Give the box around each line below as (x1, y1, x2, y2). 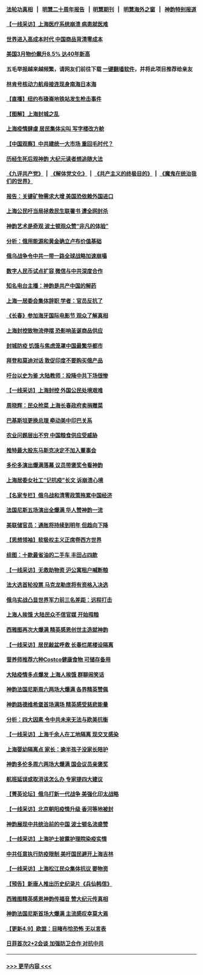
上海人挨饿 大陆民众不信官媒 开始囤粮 (6, 611, 99, 619)
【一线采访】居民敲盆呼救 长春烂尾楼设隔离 (6, 641, 114, 648)
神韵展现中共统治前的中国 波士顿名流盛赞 (6, 820, 109, 828)
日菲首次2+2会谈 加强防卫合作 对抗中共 (6, 940, 104, 947)
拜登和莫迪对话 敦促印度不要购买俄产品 (6, 357, 103, 364)
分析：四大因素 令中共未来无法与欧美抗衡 (6, 716, 109, 723)
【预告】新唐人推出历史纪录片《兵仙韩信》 (6, 880, 112, 887)
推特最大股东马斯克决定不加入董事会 (6, 446, 97, 454)
